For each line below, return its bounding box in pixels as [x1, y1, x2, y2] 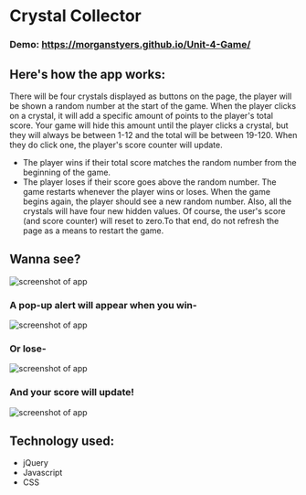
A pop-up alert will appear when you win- [9, 298, 198, 311]
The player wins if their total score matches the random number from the [22, 156, 297, 167]
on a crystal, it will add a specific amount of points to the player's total [9, 110, 274, 121]
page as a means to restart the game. [22, 225, 164, 236]
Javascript [22, 468, 63, 479]
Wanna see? [9, 252, 81, 267]
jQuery [22, 457, 48, 468]
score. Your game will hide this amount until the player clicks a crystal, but [9, 120, 290, 131]
